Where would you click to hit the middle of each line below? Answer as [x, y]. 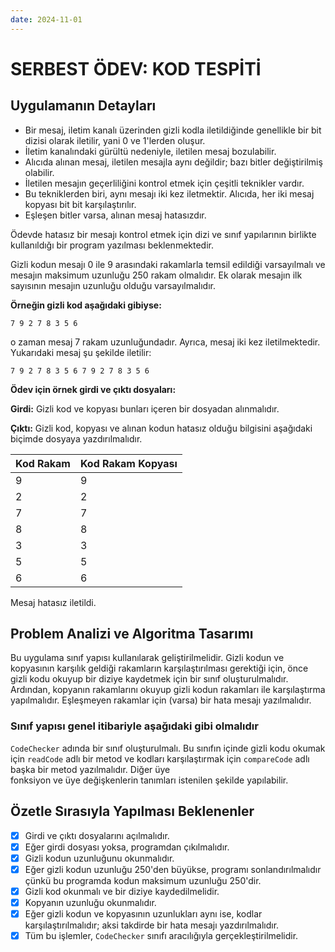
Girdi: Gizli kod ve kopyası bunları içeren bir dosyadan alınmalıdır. [145, 408]
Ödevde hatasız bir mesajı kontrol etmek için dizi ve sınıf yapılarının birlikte [163, 234]
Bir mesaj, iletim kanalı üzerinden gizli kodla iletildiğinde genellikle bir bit [173, 130]
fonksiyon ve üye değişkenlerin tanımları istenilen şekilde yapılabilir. [149, 780]
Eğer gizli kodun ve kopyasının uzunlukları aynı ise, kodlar [143, 913]
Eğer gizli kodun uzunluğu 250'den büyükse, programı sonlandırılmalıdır [173, 869]
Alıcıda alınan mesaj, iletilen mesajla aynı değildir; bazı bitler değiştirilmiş [173, 162]
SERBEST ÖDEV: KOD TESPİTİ [136, 68]
